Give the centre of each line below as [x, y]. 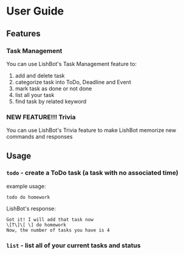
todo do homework [28, 197]
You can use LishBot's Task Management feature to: [71, 64]
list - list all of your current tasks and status [73, 245]
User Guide [35, 11]
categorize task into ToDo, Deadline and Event [73, 82]
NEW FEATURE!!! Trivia [41, 117]
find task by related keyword [51, 101]
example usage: [26, 186]
